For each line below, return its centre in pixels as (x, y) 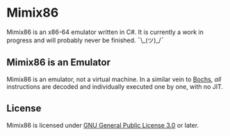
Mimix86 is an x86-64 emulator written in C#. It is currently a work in (105, 32)
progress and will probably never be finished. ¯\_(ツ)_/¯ (85, 40)
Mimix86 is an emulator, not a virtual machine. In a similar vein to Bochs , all (114, 79)
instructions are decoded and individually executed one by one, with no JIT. (115, 86)
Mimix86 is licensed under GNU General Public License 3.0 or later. (103, 125)
